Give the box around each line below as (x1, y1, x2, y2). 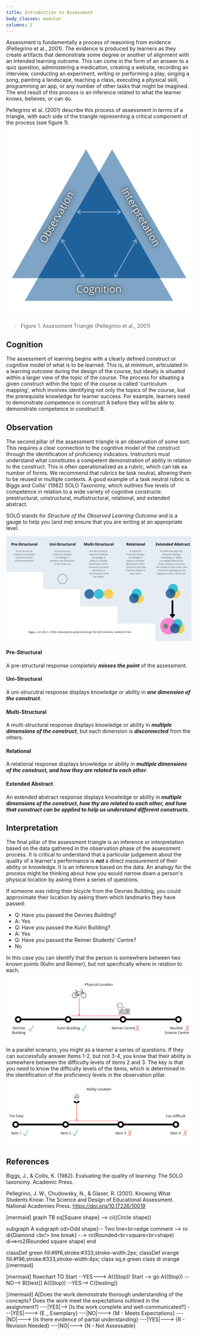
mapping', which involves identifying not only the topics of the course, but (6, 387, 186, 394)
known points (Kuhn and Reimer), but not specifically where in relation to (6, 961, 182, 968)
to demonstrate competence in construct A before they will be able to (6, 399, 175, 406)
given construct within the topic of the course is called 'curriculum (6, 380, 167, 387)
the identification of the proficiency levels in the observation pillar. (6, 1072, 166, 1079)
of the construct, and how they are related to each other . (6, 767, 148, 774)
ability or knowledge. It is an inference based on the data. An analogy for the (6, 863, 192, 871)
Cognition (6, 339, 43, 350)
